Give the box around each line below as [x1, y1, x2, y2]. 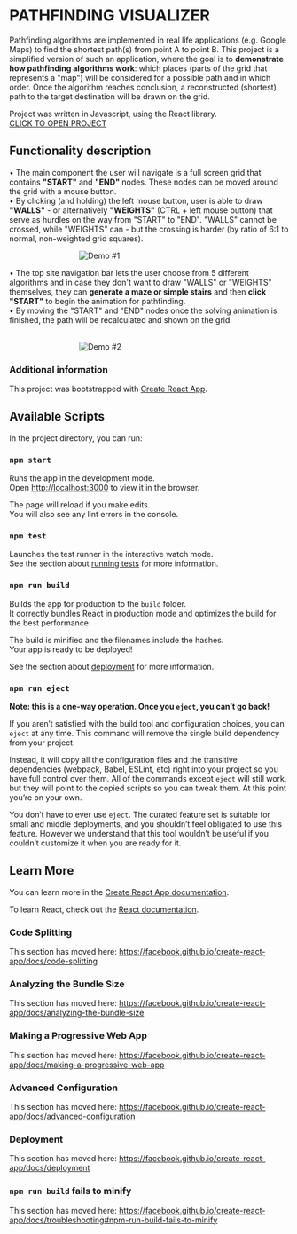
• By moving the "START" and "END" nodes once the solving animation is [9, 305, 277, 316]
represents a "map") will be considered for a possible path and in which [9, 72, 271, 83]
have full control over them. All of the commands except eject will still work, [9, 774, 287, 784]
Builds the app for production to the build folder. [9, 598, 187, 609]
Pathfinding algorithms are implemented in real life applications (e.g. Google [9, 35, 286, 45]
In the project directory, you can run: [9, 432, 143, 444]
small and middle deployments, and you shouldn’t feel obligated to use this [9, 819, 282, 829]
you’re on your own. [9, 792, 82, 803]
